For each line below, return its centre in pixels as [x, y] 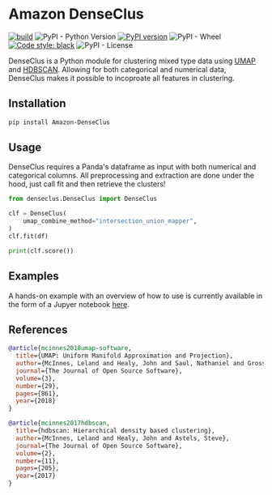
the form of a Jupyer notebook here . [69, 304]
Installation [37, 103]
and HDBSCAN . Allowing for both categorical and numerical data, [117, 69]
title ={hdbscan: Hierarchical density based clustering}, [116, 431]
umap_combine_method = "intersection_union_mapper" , [110, 221]
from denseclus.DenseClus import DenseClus [83, 199]
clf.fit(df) [28, 236]
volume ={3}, [36, 378]
